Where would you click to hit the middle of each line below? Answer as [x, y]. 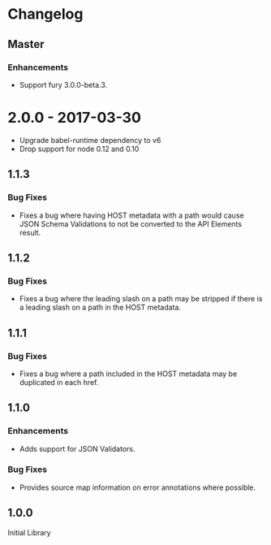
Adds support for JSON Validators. [77, 448]
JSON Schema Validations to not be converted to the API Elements [131, 223]
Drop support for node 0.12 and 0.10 [79, 149]
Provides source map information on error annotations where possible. [138, 487]
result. [30, 232]
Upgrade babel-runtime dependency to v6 [90, 140]
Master [26, 44]
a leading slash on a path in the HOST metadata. [100, 307]
